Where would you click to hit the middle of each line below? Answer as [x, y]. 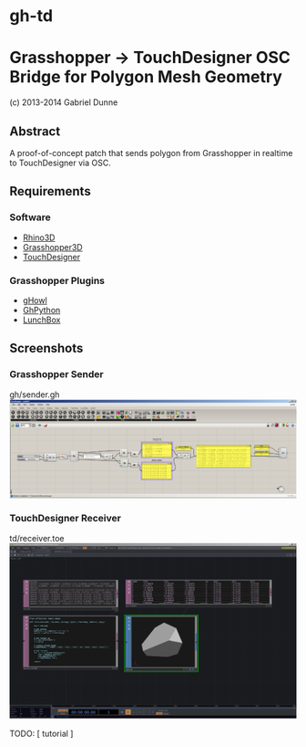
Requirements [50, 191]
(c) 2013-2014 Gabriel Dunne [64, 102]
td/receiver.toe [37, 538]
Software [31, 217]
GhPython [41, 310]
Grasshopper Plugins [57, 280]
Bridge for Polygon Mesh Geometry [146, 77]
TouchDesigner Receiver [65, 519]
